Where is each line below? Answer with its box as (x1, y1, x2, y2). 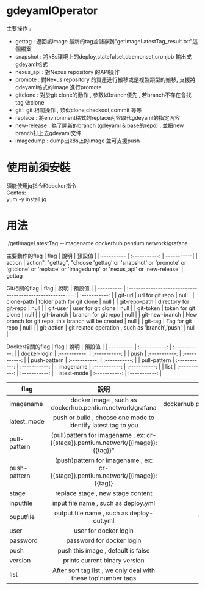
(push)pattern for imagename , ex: (54, 456, 153, 465)
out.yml (93, 516, 115, 525)
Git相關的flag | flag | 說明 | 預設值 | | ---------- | (6, 284, 126, 292)
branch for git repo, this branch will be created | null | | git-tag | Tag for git (6, 317, 192, 325)
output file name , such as (54, 509, 128, 517)
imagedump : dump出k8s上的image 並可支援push (15, 137, 140, 144)
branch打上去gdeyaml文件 (15, 129, 82, 136)
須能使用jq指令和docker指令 (6, 182, 77, 190)
